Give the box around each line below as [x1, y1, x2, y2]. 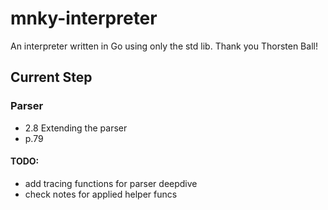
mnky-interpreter [10, 7, 158, 30]
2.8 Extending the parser [24, 122, 128, 134]
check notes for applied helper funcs [24, 188, 178, 200]
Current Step [10, 69, 93, 86]
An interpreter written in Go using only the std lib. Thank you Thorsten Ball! [10, 40, 318, 52]
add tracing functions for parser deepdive [24, 177, 198, 189]
